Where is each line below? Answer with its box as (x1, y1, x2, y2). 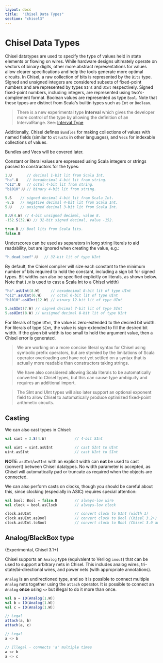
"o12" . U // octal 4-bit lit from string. (5, 182, 95, 187)
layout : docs (5, 7, 32, 12)
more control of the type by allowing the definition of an (16, 115, 129, 120)
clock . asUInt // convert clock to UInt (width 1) (5, 511, 149, 516)
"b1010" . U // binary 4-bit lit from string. (5, 186, 97, 192)
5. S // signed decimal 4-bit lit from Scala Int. (5, 195, 114, 200)
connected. (5, 474, 28, 480)
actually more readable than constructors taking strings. (16, 360, 130, 366)
